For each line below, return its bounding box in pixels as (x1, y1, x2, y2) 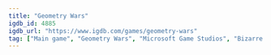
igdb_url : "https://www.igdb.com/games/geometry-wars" (8, 27, 198, 35)
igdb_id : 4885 (8, 19, 57, 27)
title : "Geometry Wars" (8, 11, 89, 20)
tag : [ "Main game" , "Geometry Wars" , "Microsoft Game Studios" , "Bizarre (8, 34, 264, 43)
